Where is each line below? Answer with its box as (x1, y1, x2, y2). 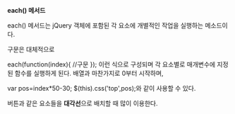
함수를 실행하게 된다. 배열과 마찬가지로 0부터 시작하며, (14, 69, 164, 77)
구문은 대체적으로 (7, 45, 55, 53)
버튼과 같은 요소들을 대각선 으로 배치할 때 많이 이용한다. (7, 99, 158, 108)
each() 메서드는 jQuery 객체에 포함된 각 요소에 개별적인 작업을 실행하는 (7, 21, 203, 30)
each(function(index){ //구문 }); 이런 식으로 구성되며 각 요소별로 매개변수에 (7, 60, 216, 69)
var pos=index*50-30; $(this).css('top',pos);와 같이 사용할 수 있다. (7, 84, 196, 92)
